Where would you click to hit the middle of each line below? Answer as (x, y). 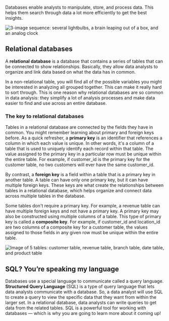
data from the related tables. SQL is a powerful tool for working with (76, 308)
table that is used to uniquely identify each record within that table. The (79, 149)
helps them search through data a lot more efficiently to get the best (76, 13)
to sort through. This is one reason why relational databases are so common (84, 92)
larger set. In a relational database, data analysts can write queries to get (81, 302)
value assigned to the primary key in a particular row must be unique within (83, 154)
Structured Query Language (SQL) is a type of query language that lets (80, 286)
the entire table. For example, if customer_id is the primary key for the (78, 159)
